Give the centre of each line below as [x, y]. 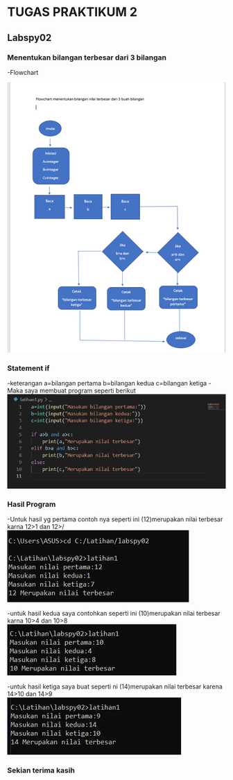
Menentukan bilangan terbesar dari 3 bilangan [87, 58]
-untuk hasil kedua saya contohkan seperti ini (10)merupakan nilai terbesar [114, 614]
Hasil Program [32, 504]
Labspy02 [29, 38]
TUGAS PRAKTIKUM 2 [72, 12]
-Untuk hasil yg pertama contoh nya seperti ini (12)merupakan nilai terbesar [115, 519]
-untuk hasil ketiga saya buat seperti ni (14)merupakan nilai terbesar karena [115, 686]
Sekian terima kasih [41, 770]
